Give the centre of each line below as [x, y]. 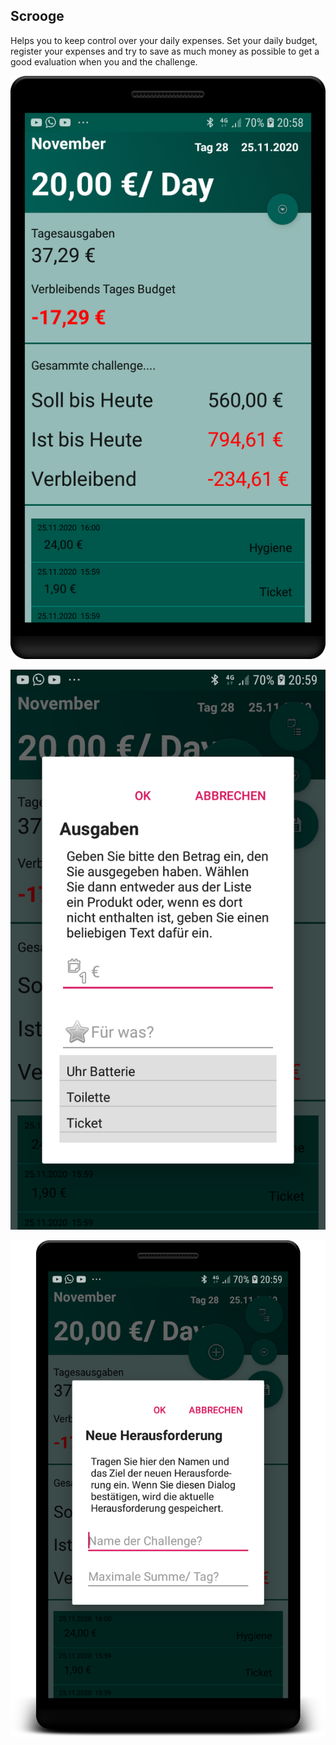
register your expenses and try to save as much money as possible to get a [165, 51]
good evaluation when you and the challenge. [104, 61]
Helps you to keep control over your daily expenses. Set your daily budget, [164, 40]
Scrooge [37, 16]
